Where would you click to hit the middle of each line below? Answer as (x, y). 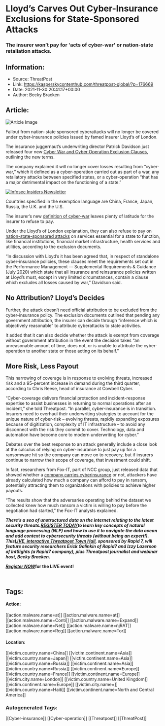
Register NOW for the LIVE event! (40, 566)
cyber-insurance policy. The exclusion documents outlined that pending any (83, 315)
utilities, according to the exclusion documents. (53, 247)
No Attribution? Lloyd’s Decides (55, 298)
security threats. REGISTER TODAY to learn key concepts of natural (75, 525)
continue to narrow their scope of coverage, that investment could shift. (79, 460)
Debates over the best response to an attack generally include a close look (82, 444)
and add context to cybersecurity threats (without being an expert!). (77, 536)
